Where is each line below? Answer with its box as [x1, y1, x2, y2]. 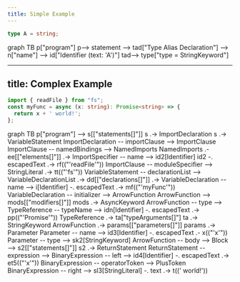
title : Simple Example [7, 10, 75, 18]
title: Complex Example [7, 78, 113, 90]
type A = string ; [7, 30, 59, 37]
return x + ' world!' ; [14, 110, 81, 118]
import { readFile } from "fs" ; [7, 97, 104, 104]
